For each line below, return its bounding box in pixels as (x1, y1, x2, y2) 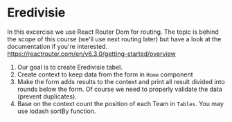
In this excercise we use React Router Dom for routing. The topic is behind (7, 28, 220, 36)
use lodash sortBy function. (17, 107, 96, 115)
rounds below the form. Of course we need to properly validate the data (17, 85, 223, 93)
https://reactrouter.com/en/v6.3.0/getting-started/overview (7, 50, 177, 58)
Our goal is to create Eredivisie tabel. (17, 63, 123, 71)
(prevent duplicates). (17, 92, 78, 101)
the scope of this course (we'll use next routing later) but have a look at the (7, 34, 222, 43)
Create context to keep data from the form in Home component (17, 70, 193, 79)
